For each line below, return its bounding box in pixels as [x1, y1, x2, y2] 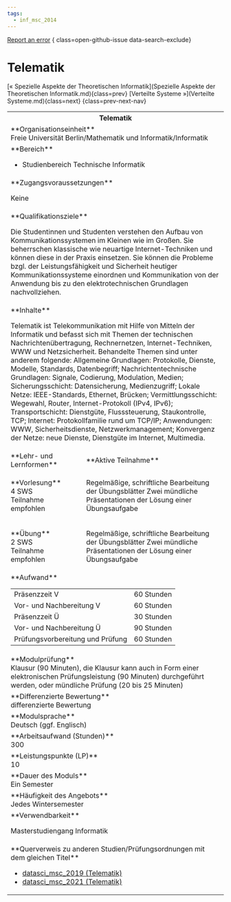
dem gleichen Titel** [10, 853, 80, 863]
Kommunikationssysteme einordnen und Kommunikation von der [10, 270, 219, 280]
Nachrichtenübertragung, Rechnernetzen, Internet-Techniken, [10, 339, 212, 348]
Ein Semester [10, 780, 54, 790]
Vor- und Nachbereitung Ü [14, 623, 101, 633]
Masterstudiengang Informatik [10, 826, 109, 836]
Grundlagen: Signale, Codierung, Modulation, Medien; [10, 373, 184, 383]
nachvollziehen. [10, 288, 62, 297]
